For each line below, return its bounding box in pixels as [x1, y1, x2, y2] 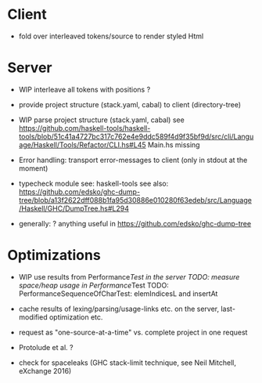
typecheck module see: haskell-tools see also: [18, 179, 169, 188]
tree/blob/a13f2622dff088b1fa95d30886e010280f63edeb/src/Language [18, 195, 252, 204]
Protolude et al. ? [18, 342, 74, 352]
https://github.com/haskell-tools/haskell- [18, 123, 151, 132]
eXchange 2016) [18, 366, 72, 375]
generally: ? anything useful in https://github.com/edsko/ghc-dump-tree [18, 219, 252, 228]
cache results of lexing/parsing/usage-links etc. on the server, [18, 304, 220, 313]
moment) [18, 163, 48, 173]
